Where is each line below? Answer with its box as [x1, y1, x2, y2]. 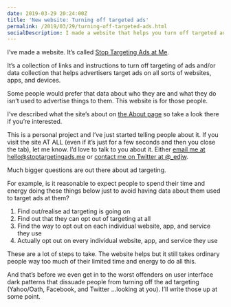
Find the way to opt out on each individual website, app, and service [16, 222, 211, 231]
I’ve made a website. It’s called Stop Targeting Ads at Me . [7, 48, 170, 56]
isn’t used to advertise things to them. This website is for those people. [7, 97, 208, 105]
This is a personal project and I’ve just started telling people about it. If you [7, 131, 219, 139]
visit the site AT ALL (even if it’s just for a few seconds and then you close [7, 138, 216, 147]
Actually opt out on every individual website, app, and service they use [16, 237, 218, 245]
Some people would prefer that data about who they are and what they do [7, 89, 217, 98]
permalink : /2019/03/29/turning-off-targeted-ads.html [7, 23, 168, 30]
